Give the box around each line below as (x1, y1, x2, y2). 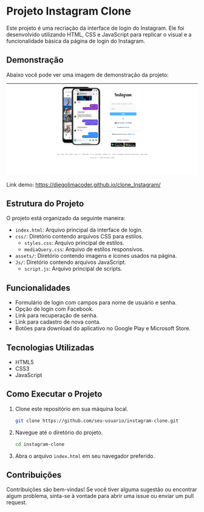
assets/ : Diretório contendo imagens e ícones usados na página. (15, 252, 177, 260)
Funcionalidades (6, 283, 71, 293)
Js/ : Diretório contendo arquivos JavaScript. (15, 258, 126, 266)
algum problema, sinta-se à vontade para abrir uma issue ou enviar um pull (6, 493, 194, 500)
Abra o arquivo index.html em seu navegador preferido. (15, 452, 155, 460)
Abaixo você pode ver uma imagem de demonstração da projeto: (6, 71, 169, 78)
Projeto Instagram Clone (6, 4, 132, 18)
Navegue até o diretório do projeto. (15, 429, 103, 436)
